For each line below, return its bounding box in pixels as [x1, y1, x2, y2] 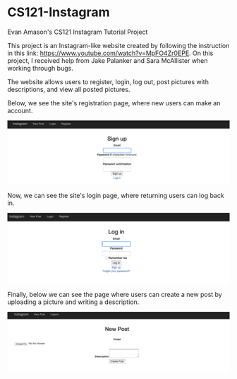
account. [7, 106, 33, 115]
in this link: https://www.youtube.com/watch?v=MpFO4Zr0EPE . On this [7, 49, 214, 57]
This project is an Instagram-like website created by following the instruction [7, 41, 230, 49]
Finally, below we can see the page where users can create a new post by [7, 291, 222, 299]
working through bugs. [7, 64, 74, 72]
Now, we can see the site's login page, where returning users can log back [7, 192, 224, 200]
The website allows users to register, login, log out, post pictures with [7, 77, 209, 86]
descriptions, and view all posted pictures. [7, 85, 130, 93]
